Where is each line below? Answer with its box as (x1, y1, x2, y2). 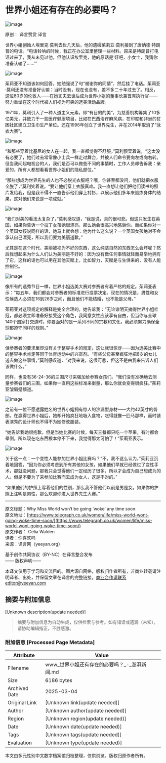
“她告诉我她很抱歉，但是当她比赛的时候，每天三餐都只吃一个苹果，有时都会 (5, 429, 159, 435)
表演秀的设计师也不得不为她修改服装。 (5, 419, 83, 424)
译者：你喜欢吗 (5, 535, 36, 541)
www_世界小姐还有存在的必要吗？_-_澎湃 (45, 661, 142, 668)
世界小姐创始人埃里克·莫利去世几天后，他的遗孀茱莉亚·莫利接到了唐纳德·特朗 (5, 42, 161, 47)
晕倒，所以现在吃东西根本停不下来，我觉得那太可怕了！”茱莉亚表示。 (5, 435, 146, 441)
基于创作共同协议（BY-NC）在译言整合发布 (5, 551, 93, 557)
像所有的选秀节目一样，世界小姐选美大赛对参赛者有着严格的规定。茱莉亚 (5, 283, 152, 289)
